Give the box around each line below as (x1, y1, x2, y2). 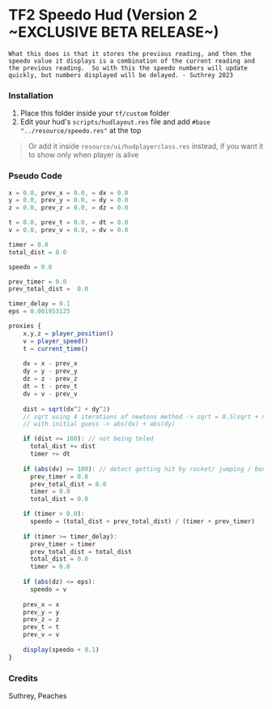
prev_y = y (23, 607, 60, 616)
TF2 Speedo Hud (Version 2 (8, 6, 198, 24)
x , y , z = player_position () (23, 329, 114, 338)
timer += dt (29, 450, 70, 458)
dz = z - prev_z (23, 375, 79, 383)
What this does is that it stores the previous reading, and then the (8, 50, 252, 58)
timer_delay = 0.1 (8, 300, 70, 308)
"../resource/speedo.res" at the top (19, 126, 142, 136)
